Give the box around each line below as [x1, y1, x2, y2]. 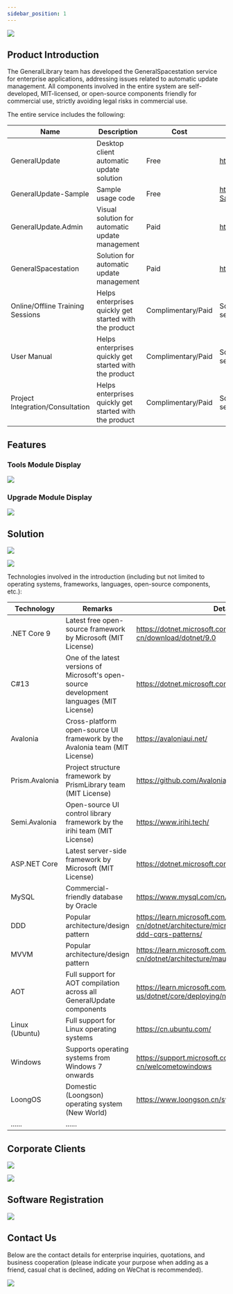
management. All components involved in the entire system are [7, 82, 187, 90]
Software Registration [7, 1194, 104, 1206]
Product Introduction [7, 49, 99, 61]
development [65, 688, 109, 698]
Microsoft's [65, 671, 103, 680]
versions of [65, 662, 103, 671]
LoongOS [10, 1095, 42, 1105]
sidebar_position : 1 [7, 10, 67, 17]
